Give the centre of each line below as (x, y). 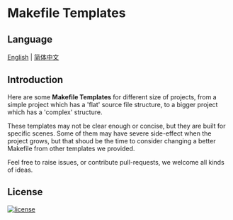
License (25, 192)
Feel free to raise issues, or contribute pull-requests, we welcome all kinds (116, 162)
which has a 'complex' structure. (55, 112)
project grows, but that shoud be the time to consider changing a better (112, 141)
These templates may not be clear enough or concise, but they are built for (116, 126)
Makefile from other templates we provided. (71, 148)
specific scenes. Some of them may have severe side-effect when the (109, 133)
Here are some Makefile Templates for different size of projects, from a (112, 97)
